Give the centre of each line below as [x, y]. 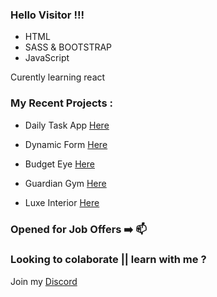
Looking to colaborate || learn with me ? [108, 260]
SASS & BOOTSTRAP [68, 47]
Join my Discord [44, 281]
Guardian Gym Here [65, 183]
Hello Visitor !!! [47, 15]
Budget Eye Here [59, 164]
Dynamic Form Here [66, 144]
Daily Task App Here [67, 125]
